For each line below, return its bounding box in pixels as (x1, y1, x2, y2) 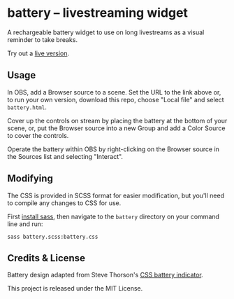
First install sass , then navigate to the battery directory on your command (7, 212, 220, 221)
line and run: (7, 219, 43, 228)
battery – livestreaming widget (7, 5, 189, 21)
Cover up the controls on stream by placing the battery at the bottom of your (7, 116, 228, 125)
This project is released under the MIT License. (7, 284, 143, 293)
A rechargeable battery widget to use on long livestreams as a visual (7, 28, 205, 36)
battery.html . (7, 103, 47, 111)
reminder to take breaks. (7, 35, 78, 43)
